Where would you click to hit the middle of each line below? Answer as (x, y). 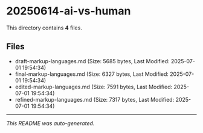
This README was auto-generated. (50, 123)
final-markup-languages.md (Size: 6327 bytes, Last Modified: (92, 74)
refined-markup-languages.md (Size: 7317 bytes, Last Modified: (95, 99)
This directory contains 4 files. (44, 28)
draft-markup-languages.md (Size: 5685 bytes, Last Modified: (92, 61)
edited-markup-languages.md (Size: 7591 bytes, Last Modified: (94, 87)
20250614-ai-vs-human (69, 11)
